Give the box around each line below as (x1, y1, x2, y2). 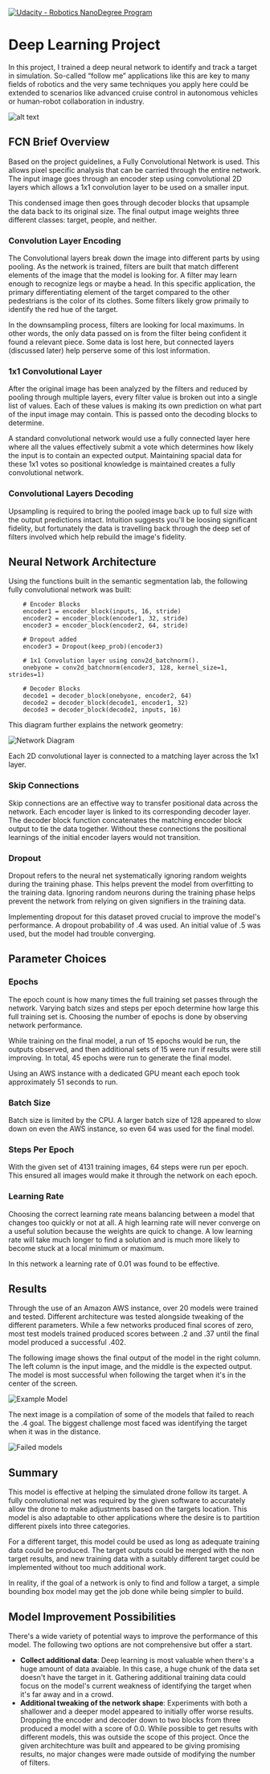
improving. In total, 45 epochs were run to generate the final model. (8, 1053, 231, 1063)
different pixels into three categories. (8, 1522, 131, 1531)
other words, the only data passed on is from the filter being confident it (8, 329, 247, 338)
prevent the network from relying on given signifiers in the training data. (8, 896, 247, 906)
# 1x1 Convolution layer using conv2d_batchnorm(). (22, 657, 199, 665)
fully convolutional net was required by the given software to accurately (8, 1496, 246, 1506)
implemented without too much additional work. (8, 1563, 166, 1572)
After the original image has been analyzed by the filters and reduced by (8, 384, 248, 394)
